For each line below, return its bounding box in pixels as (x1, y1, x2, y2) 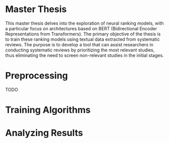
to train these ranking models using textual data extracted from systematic (5, 36, 160, 42)
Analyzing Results (5, 127, 83, 139)
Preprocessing (5, 70, 68, 82)
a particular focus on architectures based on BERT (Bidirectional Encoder (5, 25, 157, 31)
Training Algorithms (5, 104, 91, 116)
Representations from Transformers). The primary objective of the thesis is (5, 31, 161, 37)
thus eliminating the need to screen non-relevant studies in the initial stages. (5, 52, 164, 58)
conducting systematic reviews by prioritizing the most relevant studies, (5, 47, 155, 53)
